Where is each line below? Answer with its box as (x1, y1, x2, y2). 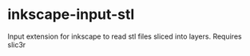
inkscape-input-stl (7, 6, 135, 24)
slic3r (7, 39, 26, 49)
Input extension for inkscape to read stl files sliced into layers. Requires (7, 32, 242, 41)
